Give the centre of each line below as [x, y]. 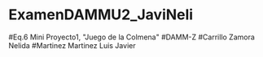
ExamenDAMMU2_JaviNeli [101, 15]
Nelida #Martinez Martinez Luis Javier [72, 45]
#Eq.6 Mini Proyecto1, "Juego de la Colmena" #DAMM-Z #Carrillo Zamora [131, 37]
